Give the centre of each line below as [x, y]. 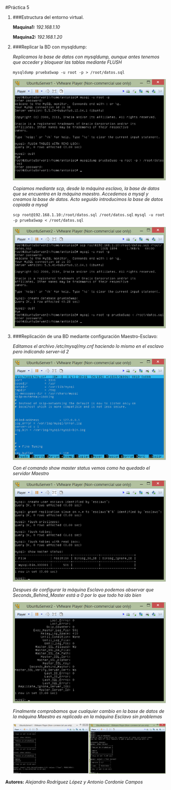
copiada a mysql [30, 205]
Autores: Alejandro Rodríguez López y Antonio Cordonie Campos [74, 782]
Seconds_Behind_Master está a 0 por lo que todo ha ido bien [77, 595]
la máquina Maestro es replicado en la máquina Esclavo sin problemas [87, 717]
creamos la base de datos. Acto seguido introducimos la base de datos [88, 199]
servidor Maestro [31, 473]
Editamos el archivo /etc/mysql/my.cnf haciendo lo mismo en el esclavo [88, 346]
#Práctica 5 [17, 7]
